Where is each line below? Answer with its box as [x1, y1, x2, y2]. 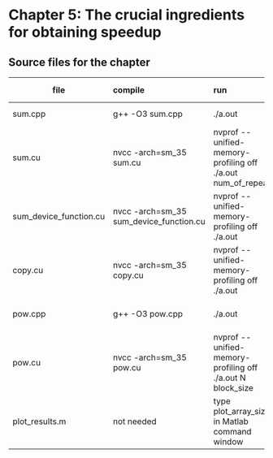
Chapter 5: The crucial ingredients [8, 6, 245, 24]
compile [112, 84, 145, 95]
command [213, 426, 252, 437]
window [213, 436, 244, 447]
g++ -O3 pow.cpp [112, 309, 184, 319]
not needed [112, 416, 157, 427]
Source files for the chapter [8, 55, 150, 69]
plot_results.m [12, 416, 67, 427]
